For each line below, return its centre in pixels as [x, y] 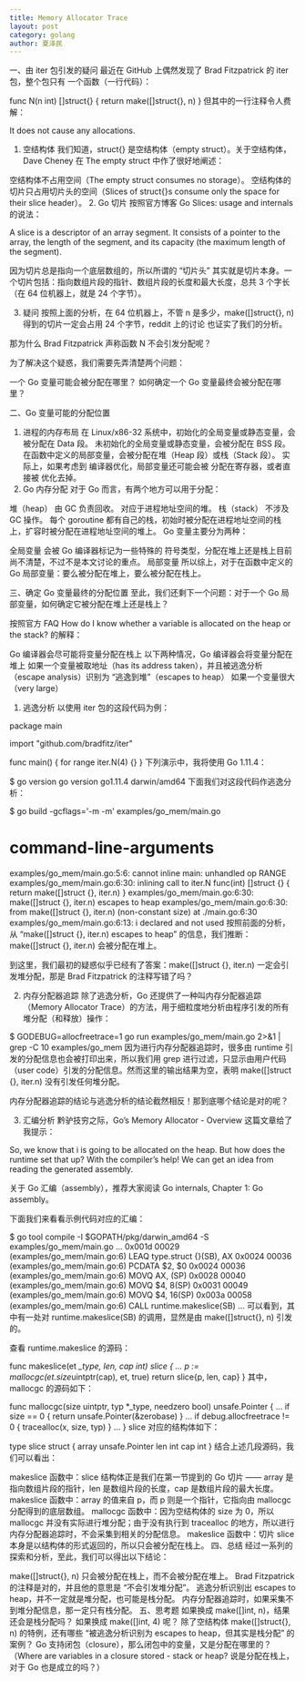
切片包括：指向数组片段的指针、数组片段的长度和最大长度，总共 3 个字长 [153, 282]
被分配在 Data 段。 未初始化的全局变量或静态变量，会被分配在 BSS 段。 [157, 443]
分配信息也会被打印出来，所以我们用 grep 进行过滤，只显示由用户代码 [156, 1059]
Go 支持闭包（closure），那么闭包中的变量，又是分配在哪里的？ [153, 1645]
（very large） [36, 688]
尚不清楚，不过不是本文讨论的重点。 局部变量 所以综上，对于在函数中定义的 [151, 562]
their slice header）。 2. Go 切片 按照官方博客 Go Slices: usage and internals [152, 203]
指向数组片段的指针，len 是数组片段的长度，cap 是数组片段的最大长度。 [144, 1489]
